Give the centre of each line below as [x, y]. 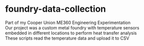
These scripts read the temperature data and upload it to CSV [67, 38]
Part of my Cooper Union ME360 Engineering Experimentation [68, 23]
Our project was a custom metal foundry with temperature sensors [72, 27]
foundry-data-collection [56, 9]
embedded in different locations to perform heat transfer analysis [71, 33]
